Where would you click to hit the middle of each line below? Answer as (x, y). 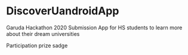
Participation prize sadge (37, 45)
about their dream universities (43, 33)
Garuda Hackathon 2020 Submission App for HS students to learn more (94, 27)
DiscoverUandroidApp (63, 11)
